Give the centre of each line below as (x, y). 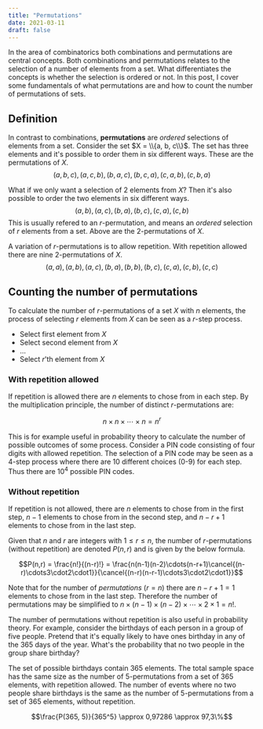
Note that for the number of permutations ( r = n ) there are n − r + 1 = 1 (122, 587)
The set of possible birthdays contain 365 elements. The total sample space (131, 668)
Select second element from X (69, 343)
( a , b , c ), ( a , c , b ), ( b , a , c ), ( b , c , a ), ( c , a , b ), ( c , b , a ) (132, 175)
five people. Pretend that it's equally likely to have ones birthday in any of (127, 636)
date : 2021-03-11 (37, 23)
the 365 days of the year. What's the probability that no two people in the (126, 644)
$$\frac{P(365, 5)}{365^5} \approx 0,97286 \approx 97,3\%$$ (132, 716)
